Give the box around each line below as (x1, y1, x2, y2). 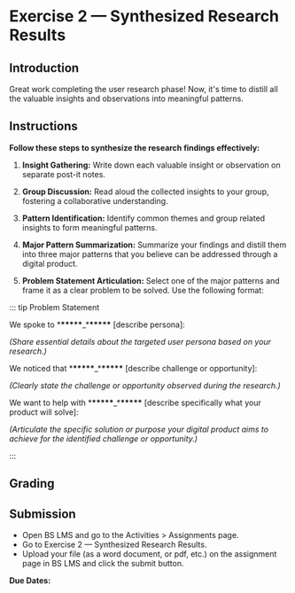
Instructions (9, 119, 78, 134)
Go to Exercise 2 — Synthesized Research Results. (21, 539, 207, 550)
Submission (9, 506, 77, 521)
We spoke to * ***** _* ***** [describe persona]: (9, 319, 186, 330)
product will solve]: (9, 406, 79, 417)
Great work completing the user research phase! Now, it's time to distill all (9, 84, 279, 94)
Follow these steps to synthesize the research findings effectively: (9, 142, 260, 152)
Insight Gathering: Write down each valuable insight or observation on (21, 160, 281, 170)
